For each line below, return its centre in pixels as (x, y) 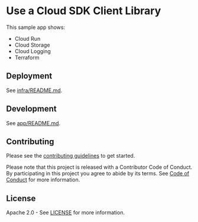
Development (32, 109)
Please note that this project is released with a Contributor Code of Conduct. (99, 167)
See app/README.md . (33, 123)
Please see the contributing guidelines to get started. (71, 156)
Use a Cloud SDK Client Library (84, 11)
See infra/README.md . (34, 90)
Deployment (29, 76)
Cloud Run (27, 38)
